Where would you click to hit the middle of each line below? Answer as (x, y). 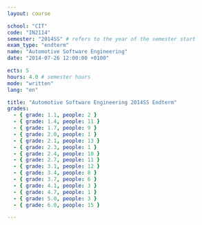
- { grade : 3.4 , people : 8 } (55, 173)
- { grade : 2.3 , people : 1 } (55, 147)
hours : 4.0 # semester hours (49, 77)
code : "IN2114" (29, 32)
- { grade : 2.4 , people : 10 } (57, 154)
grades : (18, 109)
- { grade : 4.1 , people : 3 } (55, 186)
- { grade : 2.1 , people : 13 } (57, 141)
